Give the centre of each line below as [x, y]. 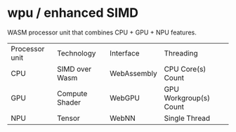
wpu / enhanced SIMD [73, 13]
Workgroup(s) [187, 98]
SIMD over [74, 69]
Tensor [69, 118]
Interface [125, 53]
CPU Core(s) [185, 69]
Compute [72, 93]
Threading [181, 53]
